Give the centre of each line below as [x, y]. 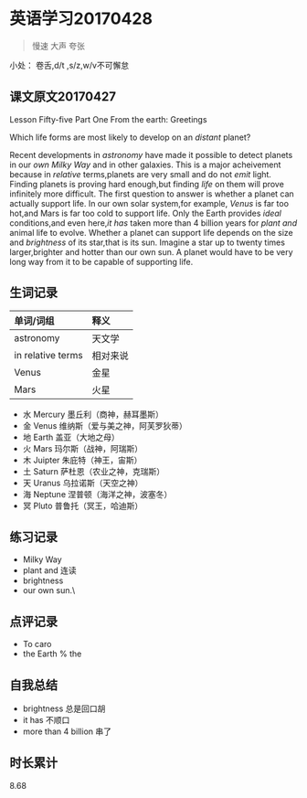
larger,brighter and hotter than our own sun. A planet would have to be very [152, 251]
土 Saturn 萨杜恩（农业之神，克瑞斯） [94, 471]
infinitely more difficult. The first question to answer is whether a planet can [152, 194]
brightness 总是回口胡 [64, 708]
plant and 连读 [50, 570]
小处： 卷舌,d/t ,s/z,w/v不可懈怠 [69, 65]
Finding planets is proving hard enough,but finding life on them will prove [147, 184]
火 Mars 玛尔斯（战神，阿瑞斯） [83, 448]
